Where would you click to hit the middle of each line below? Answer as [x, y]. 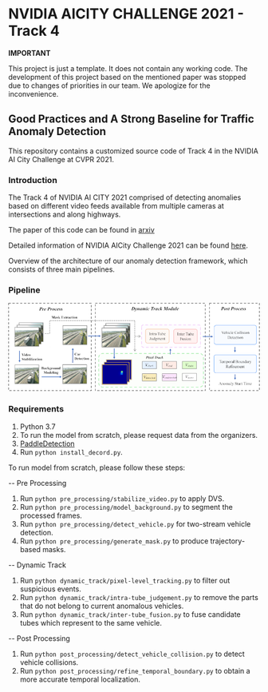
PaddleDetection [47, 443]
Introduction [33, 180]
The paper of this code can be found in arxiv [82, 230]
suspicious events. [50, 589]
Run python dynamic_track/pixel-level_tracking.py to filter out [125, 580]
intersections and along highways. [65, 215]
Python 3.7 [37, 426]
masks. [54, 549]
